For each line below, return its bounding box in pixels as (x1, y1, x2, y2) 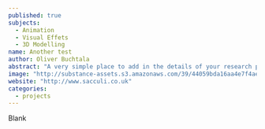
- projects (15, 92, 51, 100)
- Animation (15, 26, 55, 34)
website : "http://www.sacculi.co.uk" (8, 77, 132, 85)
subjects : (8, 19, 41, 27)
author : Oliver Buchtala (8, 56, 90, 64)
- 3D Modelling (15, 41, 65, 49)
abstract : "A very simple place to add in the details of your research (8, 63, 252, 71)
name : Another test (8, 48, 73, 56)
